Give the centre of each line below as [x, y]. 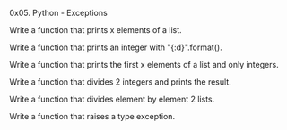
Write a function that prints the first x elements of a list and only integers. [144, 65]
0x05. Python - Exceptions [58, 13]
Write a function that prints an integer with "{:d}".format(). [116, 47]
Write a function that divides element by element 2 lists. [112, 99]
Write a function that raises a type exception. [92, 116]
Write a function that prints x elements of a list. [96, 30]
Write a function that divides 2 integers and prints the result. [120, 82]
